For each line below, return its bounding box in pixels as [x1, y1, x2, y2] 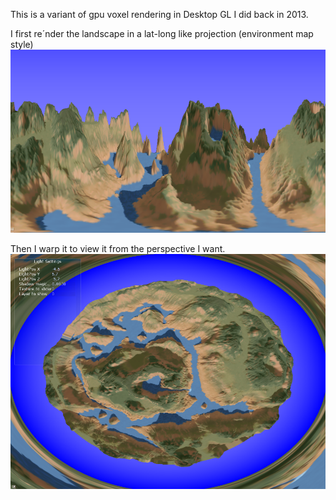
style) [10, 39, 34, 50]
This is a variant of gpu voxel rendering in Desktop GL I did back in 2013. [10, 9, 309, 20]
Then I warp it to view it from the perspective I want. [10, 243, 226, 255]
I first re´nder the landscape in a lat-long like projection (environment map [10, 28, 314, 39]
